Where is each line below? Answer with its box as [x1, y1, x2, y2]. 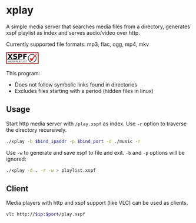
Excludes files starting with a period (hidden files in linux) [14, 87, 154, 94]
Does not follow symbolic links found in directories [14, 81, 137, 88]
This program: [6, 69, 41, 76]
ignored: [6, 155, 26, 162]
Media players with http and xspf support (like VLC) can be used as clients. [6, 199, 188, 207]
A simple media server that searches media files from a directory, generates [6, 23, 190, 30]
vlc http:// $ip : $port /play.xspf [6, 211, 85, 218]
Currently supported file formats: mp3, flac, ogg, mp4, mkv [6, 41, 150, 48]
